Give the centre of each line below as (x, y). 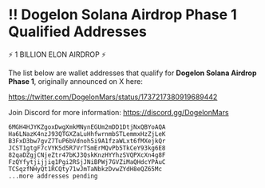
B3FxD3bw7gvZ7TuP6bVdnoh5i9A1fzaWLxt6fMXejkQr (87, 141)
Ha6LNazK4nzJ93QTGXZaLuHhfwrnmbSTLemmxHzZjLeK (87, 134)
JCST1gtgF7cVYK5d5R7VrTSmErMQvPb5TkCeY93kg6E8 (87, 148)
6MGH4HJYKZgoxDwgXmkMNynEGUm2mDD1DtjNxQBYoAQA (87, 127)
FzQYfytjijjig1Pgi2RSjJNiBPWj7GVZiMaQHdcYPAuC (87, 162)
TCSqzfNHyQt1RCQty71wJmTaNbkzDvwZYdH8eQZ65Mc (85, 169)
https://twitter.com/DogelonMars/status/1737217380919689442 (113, 97)
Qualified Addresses (78, 32)
